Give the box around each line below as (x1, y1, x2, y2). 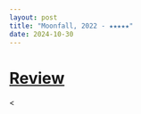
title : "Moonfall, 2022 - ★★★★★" (9, 21, 134, 30)
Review (9, 68, 65, 88)
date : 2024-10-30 (9, 29, 74, 38)
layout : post (9, 12, 58, 22)
